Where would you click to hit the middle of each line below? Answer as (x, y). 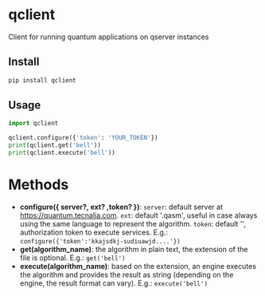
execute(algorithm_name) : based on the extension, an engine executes (138, 266)
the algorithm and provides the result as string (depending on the (127, 274)
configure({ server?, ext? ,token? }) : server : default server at (121, 207)
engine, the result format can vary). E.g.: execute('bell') (114, 283)
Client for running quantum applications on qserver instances (109, 37)
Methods (39, 185)
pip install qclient (43, 80)
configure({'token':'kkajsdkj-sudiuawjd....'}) (100, 241)
